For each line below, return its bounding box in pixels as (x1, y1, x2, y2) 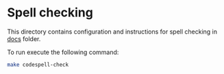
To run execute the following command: (7, 48, 119, 56)
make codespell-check (7, 61, 69, 68)
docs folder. (7, 34, 41, 42)
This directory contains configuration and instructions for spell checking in (7, 27, 218, 36)
